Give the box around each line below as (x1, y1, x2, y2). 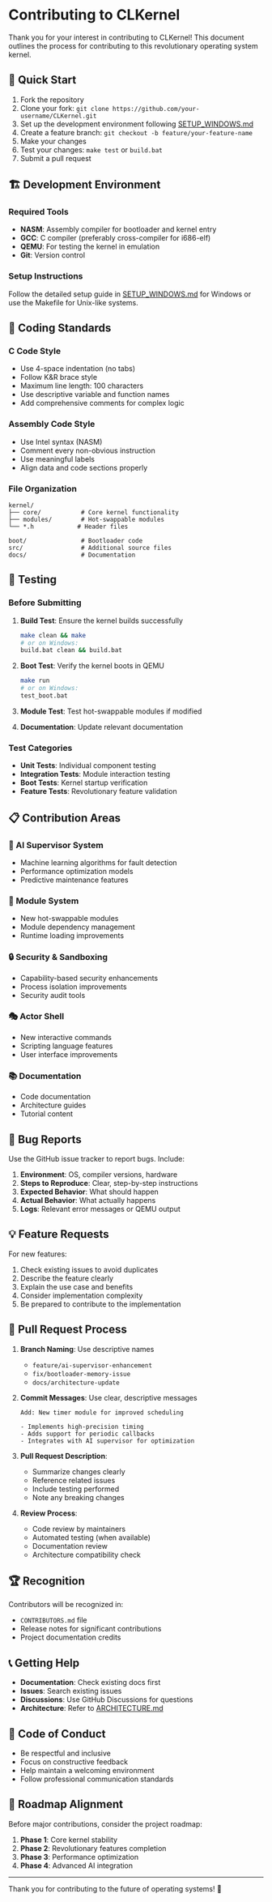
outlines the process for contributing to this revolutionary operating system (8, 41, 258, 50)
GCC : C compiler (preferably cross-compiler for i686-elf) (19, 233, 211, 243)
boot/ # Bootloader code (8, 537, 143, 545)
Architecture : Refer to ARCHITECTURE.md (19, 1704, 164, 1713)
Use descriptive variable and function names (19, 390, 170, 399)
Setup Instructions (8, 271, 83, 282)
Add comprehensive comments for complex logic (19, 399, 185, 408)
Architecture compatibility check (32, 1550, 142, 1559)
